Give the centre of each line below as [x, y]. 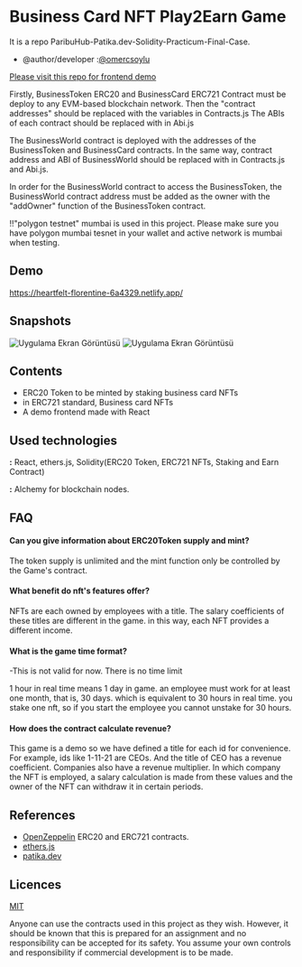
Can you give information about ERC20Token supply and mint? [129, 541]
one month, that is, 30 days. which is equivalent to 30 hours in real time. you [151, 698]
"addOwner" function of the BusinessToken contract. [108, 206]
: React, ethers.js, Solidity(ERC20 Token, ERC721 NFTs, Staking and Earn [144, 462]
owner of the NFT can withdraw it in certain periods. [106, 786]
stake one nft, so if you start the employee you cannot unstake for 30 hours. [151, 708]
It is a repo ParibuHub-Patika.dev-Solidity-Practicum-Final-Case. [130, 42]
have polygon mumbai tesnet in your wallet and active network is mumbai [146, 233]
